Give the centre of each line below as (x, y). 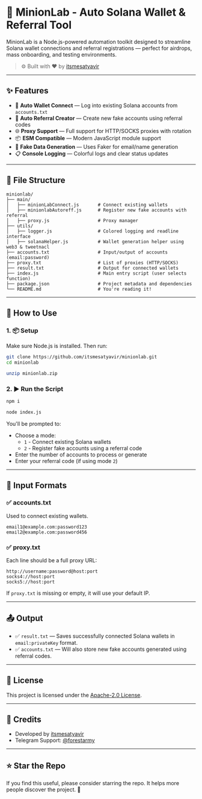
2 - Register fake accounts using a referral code (83, 448)
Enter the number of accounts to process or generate (81, 455)
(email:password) (28, 257)
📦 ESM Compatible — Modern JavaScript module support (88, 138)
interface (19, 236)
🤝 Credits (24, 719)
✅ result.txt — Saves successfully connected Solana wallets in (95, 636)
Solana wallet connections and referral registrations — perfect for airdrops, (99, 48)
